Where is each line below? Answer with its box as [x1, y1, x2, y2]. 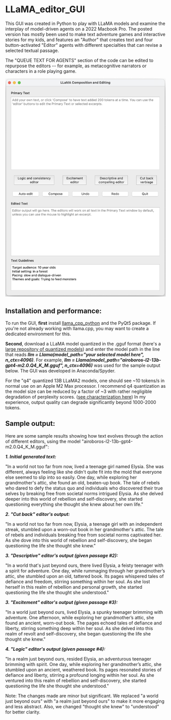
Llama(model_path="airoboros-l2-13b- [75, 357, 161, 363]
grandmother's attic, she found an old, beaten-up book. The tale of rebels [5, 479, 160, 485]
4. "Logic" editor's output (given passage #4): [5, 646, 106, 652]
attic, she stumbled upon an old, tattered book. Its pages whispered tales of [5, 573, 164, 579]
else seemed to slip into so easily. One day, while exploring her [5, 474, 137, 480]
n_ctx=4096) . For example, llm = [5, 357, 75, 363]
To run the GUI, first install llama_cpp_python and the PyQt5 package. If [5, 320, 156, 326]
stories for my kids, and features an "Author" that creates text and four [5, 37, 153, 43]
